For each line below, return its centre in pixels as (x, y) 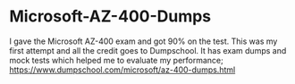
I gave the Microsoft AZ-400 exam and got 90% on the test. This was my (143, 41)
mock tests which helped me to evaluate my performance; (116, 60)
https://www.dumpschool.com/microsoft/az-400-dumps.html (122, 70)
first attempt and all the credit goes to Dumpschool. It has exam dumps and (148, 50)
